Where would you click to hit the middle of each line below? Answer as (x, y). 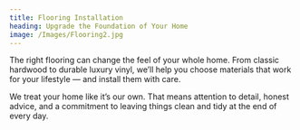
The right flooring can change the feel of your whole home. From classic (144, 60)
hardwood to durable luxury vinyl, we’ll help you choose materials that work (150, 70)
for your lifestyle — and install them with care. (95, 79)
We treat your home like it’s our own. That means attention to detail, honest (150, 97)
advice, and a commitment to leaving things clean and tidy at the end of (143, 107)
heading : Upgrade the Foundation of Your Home (99, 26)
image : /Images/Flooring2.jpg (67, 34)
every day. (29, 116)
